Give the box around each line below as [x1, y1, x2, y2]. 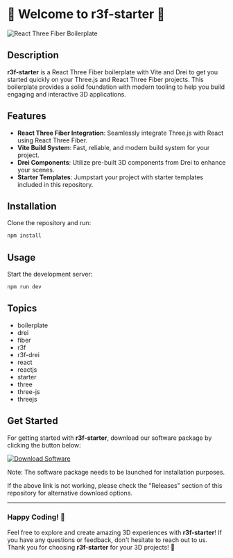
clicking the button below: [7, 441, 81, 449]
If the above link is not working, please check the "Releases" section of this [7, 481, 223, 489]
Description [7, 49, 59, 61]
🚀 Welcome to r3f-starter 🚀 [7, 6, 165, 22]
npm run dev [7, 284, 42, 290]
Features [7, 110, 46, 122]
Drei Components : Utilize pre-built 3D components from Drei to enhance [17, 158, 226, 166]
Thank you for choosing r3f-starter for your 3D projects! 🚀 [7, 543, 175, 551]
